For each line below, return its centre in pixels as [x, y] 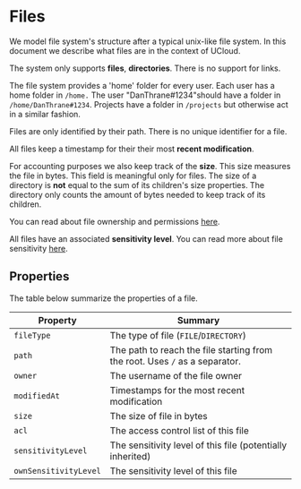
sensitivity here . [39, 248]
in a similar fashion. [45, 114]
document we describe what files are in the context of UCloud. [125, 50]
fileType [32, 335]
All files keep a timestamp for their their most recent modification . [132, 149]
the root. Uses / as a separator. [176, 361]
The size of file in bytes [159, 416]
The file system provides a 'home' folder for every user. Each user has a [142, 85]
